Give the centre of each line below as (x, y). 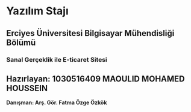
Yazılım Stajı (38, 11)
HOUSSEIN (27, 88)
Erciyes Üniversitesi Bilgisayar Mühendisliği (90, 33)
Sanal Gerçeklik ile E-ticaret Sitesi (57, 59)
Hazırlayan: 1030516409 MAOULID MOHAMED (95, 79)
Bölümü (21, 42)
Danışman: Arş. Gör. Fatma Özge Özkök (57, 102)
